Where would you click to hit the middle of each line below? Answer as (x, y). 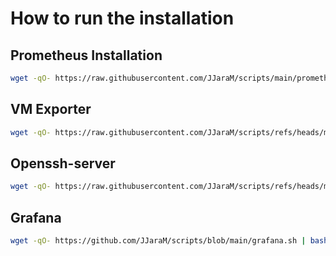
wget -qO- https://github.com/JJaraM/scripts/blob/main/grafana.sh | (158, 241)
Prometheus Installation (86, 55)
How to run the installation (122, 18)
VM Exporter (51, 109)
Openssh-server (63, 163)
